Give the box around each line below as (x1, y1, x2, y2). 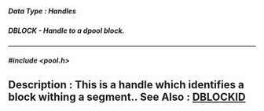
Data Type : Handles (8, 6, 77, 16)
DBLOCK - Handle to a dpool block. (8, 26, 125, 35)
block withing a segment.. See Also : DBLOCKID (8, 91, 246, 104)
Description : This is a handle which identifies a (8, 78, 245, 91)
